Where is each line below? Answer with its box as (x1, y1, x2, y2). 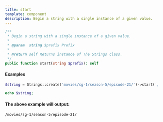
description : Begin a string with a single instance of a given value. (5, 16, 153, 21)
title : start (5, 7, 32, 12)
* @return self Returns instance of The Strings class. (7, 52, 123, 57)
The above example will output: (5, 101, 70, 107)
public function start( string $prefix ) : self (5, 61, 98, 66)
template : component (5, 12, 47, 16)
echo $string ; (5, 91, 34, 96)
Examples (5, 71, 26, 77)
